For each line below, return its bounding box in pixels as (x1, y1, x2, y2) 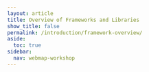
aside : (7, 36, 26, 43)
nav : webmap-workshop (13, 55, 76, 62)
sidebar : (7, 49, 32, 56)
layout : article (7, 10, 54, 17)
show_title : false (7, 23, 60, 29)
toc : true (13, 42, 41, 49)
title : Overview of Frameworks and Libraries (7, 16, 139, 23)
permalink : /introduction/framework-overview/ (7, 29, 143, 36)
